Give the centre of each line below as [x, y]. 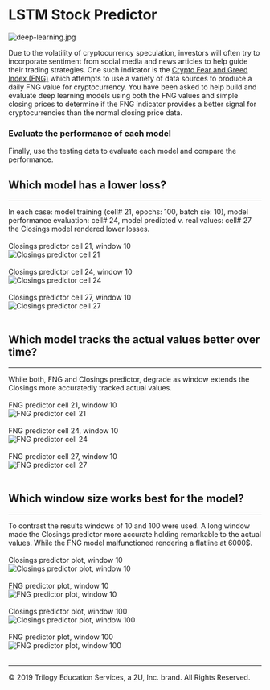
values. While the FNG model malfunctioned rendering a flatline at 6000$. [131, 543]
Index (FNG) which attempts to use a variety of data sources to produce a [130, 78]
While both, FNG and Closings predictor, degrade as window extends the [129, 379]
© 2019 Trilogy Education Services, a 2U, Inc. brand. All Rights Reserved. [129, 677]
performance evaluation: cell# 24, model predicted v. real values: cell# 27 [130, 221]
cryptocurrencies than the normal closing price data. [96, 112]
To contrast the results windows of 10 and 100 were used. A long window [129, 526]
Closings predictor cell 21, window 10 [70, 246]
